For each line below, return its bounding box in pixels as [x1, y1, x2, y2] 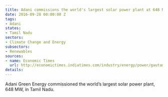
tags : [5, 16, 16, 21]
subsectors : [5, 44, 30, 49]
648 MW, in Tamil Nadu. [5, 87, 55, 92]
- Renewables [5, 49, 32, 54]
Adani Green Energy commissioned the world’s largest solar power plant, [5, 81, 155, 87]
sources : [5, 53, 23, 59]
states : [5, 26, 21, 31]
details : [5, 68, 23, 73]
